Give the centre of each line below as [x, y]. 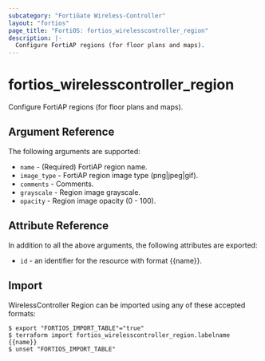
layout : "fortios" [39, 23]
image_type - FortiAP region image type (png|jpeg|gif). [109, 175]
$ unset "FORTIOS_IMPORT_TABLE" [62, 349]
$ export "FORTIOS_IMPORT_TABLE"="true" [77, 328]
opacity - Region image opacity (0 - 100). [88, 200]
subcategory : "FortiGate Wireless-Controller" [87, 16]
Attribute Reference [59, 226]
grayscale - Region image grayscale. [80, 192]
